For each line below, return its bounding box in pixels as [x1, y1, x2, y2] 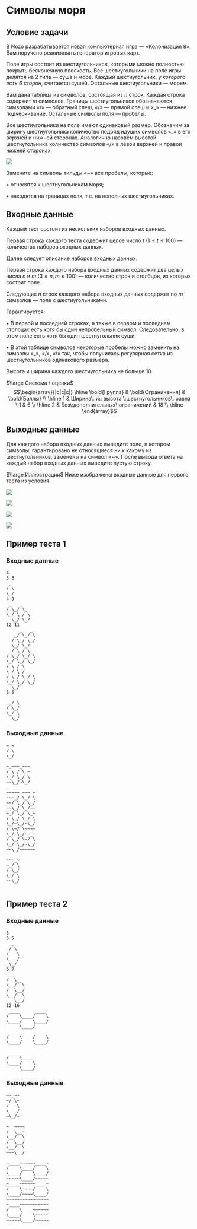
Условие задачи [6, 27, 69, 37]
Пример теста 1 [6, 539, 66, 549]
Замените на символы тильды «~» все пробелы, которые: [6, 170, 153, 176]
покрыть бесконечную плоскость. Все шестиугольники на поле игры [6, 67, 182, 74]
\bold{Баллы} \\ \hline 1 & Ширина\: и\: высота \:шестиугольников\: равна [8, 395, 191, 402]
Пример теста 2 [6, 899, 68, 909]
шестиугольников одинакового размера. [6, 356, 110, 363]
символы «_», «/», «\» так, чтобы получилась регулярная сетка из [6, 350, 173, 357]
